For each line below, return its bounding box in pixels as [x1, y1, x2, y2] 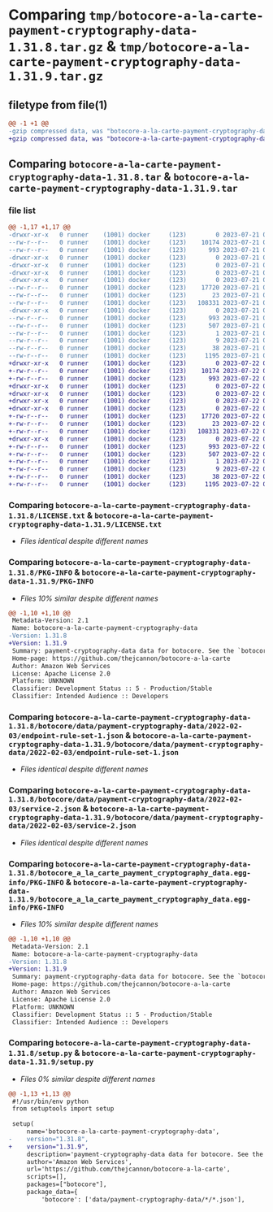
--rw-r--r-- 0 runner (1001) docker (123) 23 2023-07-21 [8, 291, 260, 300]
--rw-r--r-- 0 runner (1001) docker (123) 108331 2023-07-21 [8, 299, 260, 307]
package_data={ [26, 1188, 79, 1197]
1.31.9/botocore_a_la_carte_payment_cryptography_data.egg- [8, 894, 252, 904]
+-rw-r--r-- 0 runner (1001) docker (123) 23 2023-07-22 [8, 420, 260, 428]
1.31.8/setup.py [8, 1049, 73, 1058]
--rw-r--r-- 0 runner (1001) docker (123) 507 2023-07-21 [8, 321, 260, 330]
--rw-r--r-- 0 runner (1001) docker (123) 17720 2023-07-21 [8, 284, 260, 292]
